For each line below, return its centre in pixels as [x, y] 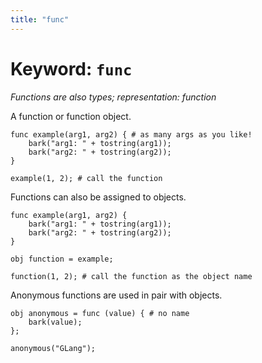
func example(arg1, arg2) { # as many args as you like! [131, 134]
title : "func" [40, 19]
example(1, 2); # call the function [86, 178]
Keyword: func [71, 68]
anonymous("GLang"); [53, 348]
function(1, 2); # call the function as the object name [131, 276]
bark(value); [55, 322]
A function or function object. [71, 116]
